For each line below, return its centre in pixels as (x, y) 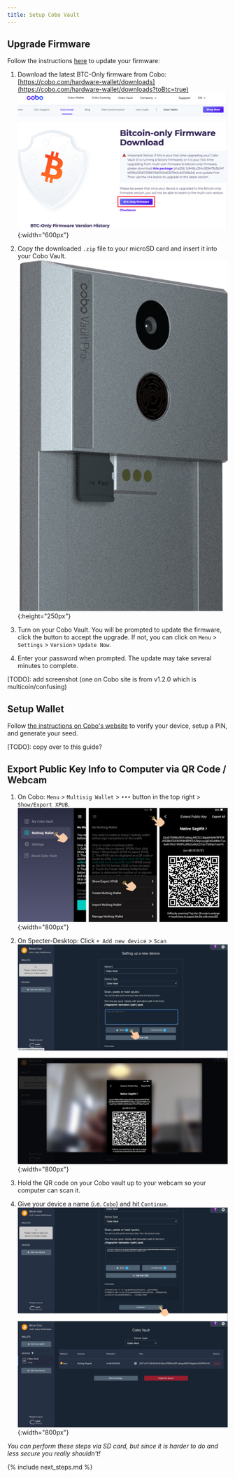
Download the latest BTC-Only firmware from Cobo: (92, 74)
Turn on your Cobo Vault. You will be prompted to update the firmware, (120, 630)
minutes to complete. (48, 666)
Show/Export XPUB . (43, 804)
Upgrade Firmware (49, 45)
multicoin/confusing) (37, 687)
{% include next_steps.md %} (50, 1467)
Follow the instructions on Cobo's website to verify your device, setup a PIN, (117, 726)
